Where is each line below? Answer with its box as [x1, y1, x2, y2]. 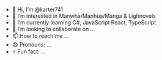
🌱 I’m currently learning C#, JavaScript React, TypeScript [12, 19, 156, 26]
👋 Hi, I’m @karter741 [12, 6, 64, 13]
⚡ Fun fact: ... [12, 48, 46, 55]
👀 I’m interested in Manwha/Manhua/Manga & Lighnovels [12, 12, 156, 20]
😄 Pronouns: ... [12, 41, 52, 48]
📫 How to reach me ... [12, 32, 69, 39]
